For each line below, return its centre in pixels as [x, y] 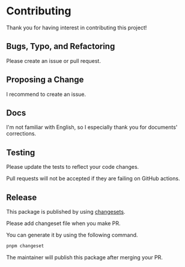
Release [22, 197]
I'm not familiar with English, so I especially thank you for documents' [92, 128]
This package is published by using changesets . [66, 212]
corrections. [21, 133]
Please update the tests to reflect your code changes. [73, 167]
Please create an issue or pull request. [53, 60]
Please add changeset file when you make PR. [64, 223]
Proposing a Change [45, 80]
